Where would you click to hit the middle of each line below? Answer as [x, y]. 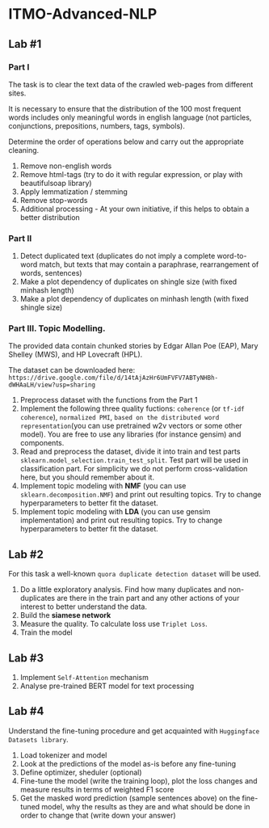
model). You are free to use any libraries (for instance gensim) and [130, 434]
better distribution [50, 217]
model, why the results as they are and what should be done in [146, 806]
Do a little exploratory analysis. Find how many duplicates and [123, 589]
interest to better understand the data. [84, 606]
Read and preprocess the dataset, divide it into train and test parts [130, 452]
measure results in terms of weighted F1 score [97, 789]
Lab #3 [26, 658]
